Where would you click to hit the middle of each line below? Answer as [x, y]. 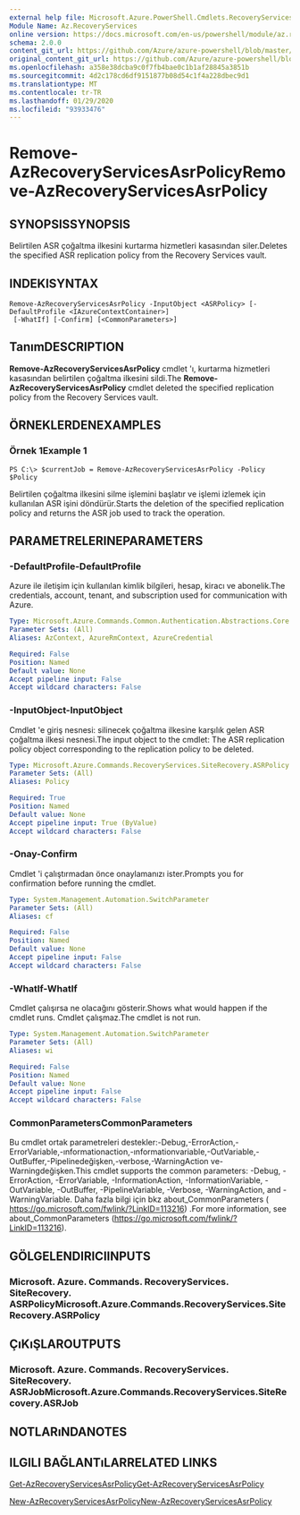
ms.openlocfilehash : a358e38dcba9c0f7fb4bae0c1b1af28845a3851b [129, 68]
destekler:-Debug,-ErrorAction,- [180, 1143]
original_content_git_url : [59, 59]
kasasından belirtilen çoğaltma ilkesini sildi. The [96, 378]
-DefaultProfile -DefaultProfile [75, 566]
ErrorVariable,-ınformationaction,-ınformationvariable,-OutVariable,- [135, 1152]
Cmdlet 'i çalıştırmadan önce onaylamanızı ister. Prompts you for [126, 873]
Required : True [37, 798]
